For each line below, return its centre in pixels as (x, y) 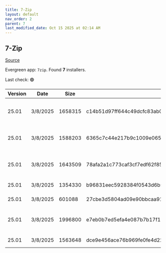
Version (17, 94)
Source (12, 60)
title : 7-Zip (19, 10)
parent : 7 (15, 24)
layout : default (22, 14)
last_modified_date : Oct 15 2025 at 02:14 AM (53, 28)
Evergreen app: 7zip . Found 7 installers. (46, 69)
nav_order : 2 (19, 19)
